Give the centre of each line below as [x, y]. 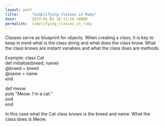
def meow [15, 89]
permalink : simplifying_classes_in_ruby [49, 24]
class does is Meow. [26, 119]
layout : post [19, 10]
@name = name [21, 74]
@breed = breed [22, 68]
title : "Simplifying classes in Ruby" [51, 14]
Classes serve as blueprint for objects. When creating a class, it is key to [80, 38]
